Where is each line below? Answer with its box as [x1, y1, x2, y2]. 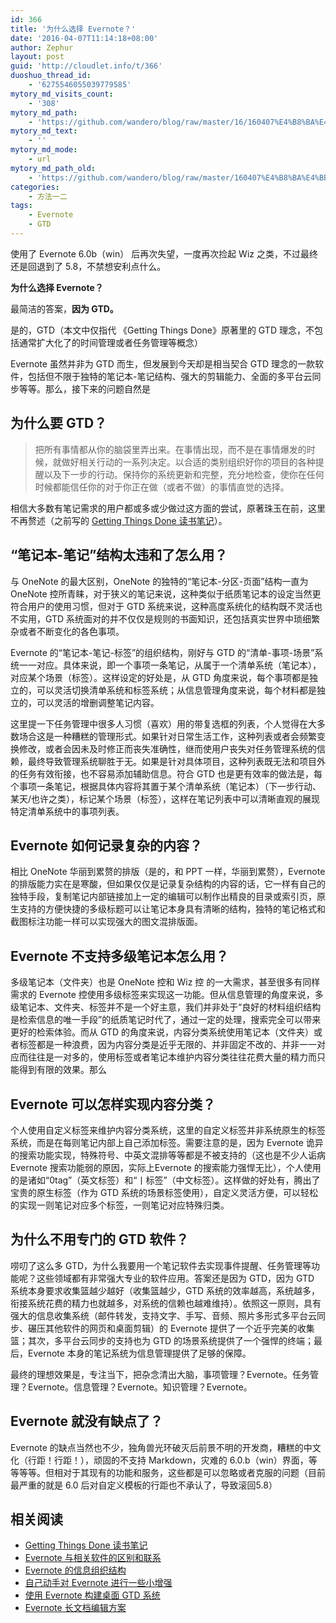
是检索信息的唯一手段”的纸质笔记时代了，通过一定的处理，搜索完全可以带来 [10, 1014, 322, 1026]
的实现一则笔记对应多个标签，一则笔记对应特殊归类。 [10, 1199, 230, 1211]
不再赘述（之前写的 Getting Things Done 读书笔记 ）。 [10, 514, 228, 526]
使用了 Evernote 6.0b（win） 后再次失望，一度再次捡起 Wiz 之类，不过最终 [10, 247, 318, 260]
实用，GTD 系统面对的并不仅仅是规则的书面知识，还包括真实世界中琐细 [18, 612, 312, 625]
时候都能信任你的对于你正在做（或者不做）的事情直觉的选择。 [34, 481, 290, 493]
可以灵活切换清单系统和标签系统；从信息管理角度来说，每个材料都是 [36, 684, 317, 696]
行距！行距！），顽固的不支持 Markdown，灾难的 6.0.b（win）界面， [27, 1454, 309, 1466]
